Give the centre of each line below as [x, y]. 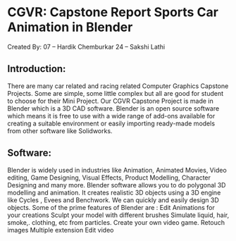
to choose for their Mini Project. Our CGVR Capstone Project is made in [110, 101]
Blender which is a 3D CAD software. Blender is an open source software [113, 108]
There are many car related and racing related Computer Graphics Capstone [118, 86]
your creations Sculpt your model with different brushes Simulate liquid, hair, [118, 215]
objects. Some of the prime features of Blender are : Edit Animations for [111, 207]
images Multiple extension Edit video [61, 230]
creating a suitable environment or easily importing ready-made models [111, 123]
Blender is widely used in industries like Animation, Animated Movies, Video [117, 170]
